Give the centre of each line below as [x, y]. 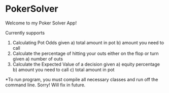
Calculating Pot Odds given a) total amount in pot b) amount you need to [88, 42]
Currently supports [25, 33]
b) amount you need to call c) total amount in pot [63, 70]
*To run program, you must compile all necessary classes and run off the [82, 79]
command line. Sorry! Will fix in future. [45, 85]
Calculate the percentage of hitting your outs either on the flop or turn [86, 53]
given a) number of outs [38, 58]
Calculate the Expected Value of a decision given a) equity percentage [86, 64]
